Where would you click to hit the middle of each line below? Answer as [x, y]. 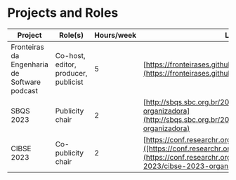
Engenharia [30, 64]
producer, [71, 73]
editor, [66, 64]
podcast [25, 90]
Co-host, [70, 55]
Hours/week [116, 35]
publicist [69, 82]
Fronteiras [27, 47]
